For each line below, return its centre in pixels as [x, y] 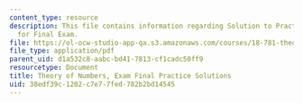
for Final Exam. [48, 34]
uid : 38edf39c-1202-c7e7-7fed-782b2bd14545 [92, 84]
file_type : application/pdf [62, 51]
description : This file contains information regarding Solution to [141, 26]
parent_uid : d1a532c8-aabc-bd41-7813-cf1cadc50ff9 [106, 59]
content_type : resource [54, 17]
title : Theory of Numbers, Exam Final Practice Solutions [120, 76]
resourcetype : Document [54, 68]
